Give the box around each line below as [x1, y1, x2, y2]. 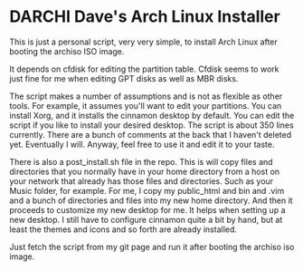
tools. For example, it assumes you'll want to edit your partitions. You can [9, 100, 282, 111]
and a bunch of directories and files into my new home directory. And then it [9, 195, 293, 206]
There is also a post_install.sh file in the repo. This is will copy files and [9, 156, 273, 167]
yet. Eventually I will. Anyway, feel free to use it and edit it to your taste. [9, 139, 275, 150]
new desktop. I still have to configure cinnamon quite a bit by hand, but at [9, 214, 283, 225]
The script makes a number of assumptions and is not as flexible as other [9, 91, 283, 102]
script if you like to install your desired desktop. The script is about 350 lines [9, 120, 294, 131]
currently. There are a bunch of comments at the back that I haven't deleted [9, 129, 292, 140]
